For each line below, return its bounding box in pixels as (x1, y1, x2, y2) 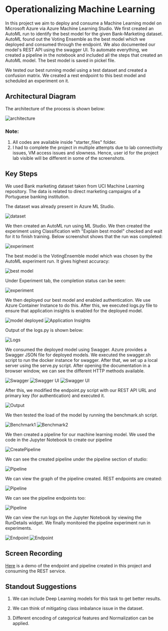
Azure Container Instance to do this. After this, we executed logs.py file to (5, 302, 158, 308)
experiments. (5, 525, 33, 531)
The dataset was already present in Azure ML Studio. (5, 203, 115, 209)
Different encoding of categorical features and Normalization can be (12, 615, 154, 621)
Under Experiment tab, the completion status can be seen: (5, 277, 126, 284)
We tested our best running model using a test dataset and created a (5, 67, 147, 73)
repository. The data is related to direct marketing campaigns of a (5, 188, 141, 194)
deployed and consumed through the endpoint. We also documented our (5, 41, 155, 47)
